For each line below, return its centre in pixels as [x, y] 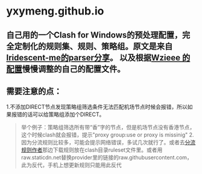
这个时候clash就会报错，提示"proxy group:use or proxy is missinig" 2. [107, 135]
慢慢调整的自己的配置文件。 [74, 69]
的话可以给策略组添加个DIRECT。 [63, 114]
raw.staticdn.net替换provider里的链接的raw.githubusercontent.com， [107, 158]
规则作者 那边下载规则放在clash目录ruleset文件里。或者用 [92, 150]
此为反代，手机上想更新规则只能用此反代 [71, 165]
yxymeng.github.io [55, 11]
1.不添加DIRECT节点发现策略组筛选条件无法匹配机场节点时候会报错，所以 [97, 107]
